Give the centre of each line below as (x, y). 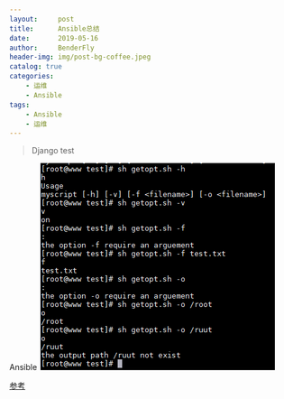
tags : (19, 105)
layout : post (42, 19)
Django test (53, 151)
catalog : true (36, 67)
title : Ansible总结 (55, 28)
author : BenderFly (52, 48)
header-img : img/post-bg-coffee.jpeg (80, 57)
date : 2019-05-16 (54, 38)
